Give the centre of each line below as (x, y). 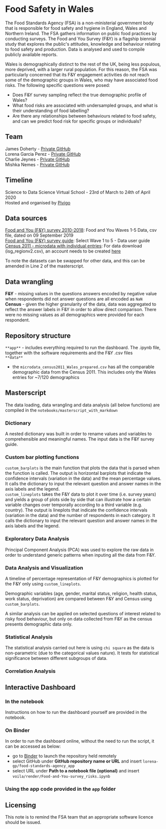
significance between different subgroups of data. (56, 658)
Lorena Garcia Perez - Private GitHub (43, 154)
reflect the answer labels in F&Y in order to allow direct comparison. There (81, 310)
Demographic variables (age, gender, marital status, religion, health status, (81, 593)
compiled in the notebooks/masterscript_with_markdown (61, 410)
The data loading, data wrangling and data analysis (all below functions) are (83, 405)
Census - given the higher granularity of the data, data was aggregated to (81, 304)
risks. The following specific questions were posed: (58, 85)
